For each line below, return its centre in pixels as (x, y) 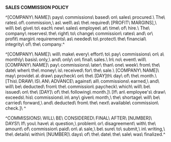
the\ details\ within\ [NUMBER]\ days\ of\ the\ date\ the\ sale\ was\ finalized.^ (85, 134)
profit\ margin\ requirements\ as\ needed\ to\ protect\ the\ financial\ (76, 39)
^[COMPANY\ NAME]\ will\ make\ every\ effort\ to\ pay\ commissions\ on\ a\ (85, 54)
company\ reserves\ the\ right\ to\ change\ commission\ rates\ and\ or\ (79, 33)
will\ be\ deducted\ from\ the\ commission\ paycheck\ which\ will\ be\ (78, 87)
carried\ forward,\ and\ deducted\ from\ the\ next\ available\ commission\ (82, 103)
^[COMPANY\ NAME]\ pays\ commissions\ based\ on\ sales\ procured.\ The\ (85, 17)
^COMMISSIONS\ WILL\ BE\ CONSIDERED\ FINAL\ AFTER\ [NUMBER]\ (79, 118)
